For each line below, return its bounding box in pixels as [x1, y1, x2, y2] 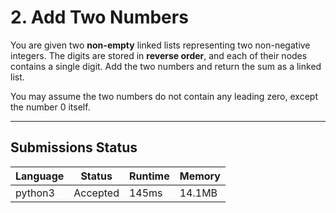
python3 [15, 186, 55, 200]
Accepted [73, 186, 120, 200]
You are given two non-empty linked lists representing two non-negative [10, 39, 311, 51]
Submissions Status [10, 139, 138, 156]
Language [15, 169, 65, 183]
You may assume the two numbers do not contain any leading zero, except [10, 90, 318, 102]
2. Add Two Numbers [10, 6, 189, 29]
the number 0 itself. [10, 101, 91, 113]
